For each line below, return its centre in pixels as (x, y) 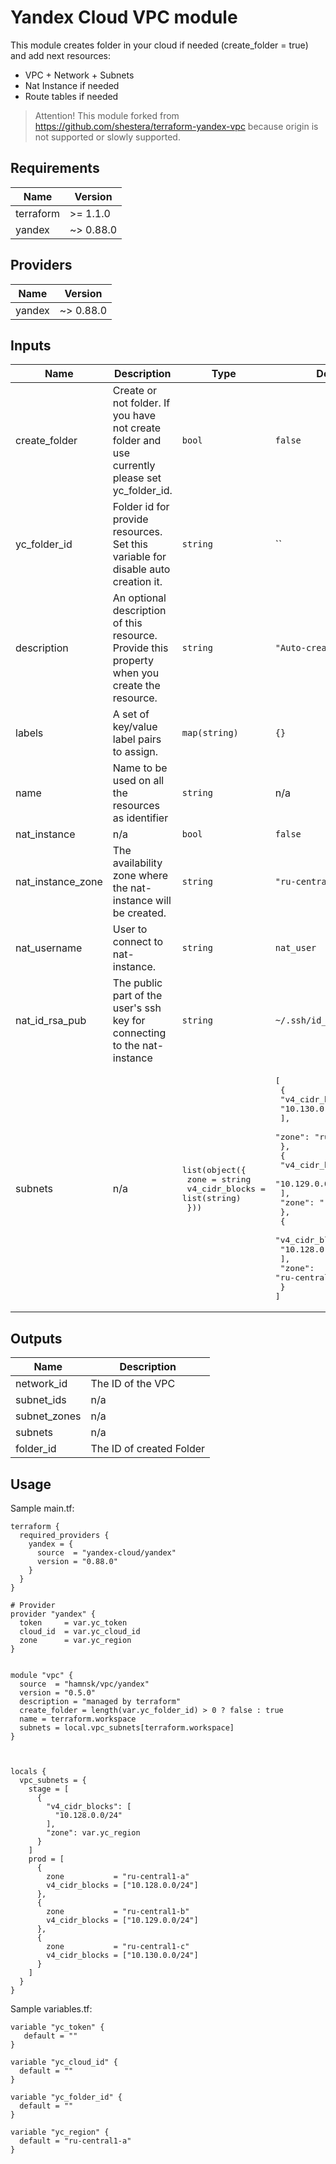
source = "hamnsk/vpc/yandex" (84, 1684)
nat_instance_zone (59, 882)
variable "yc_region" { (60, 2132)
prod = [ (46, 1859)
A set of (131, 714)
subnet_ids (41, 1400)
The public (137, 983)
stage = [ (49, 1789)
